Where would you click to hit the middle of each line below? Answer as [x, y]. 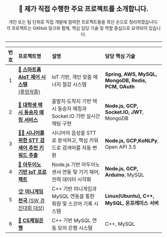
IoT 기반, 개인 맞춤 [72, 77]
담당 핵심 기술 [120, 56]
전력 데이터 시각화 [72, 179]
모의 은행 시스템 [75, 228]
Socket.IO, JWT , [125, 112]
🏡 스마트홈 [30, 70]
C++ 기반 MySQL [71, 220]
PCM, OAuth [120, 86]
